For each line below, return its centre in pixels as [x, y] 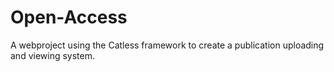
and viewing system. [53, 55]
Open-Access [69, 17]
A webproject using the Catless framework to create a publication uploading [167, 45]
